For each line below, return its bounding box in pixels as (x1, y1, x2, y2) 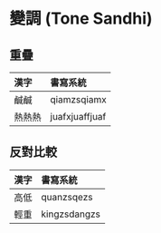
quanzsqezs (41, 190, 93, 203)
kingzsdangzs (41, 208, 101, 220)
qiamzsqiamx (50, 93, 107, 105)
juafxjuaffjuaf (50, 111, 107, 122)
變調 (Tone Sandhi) (9, 8, 153, 29)
